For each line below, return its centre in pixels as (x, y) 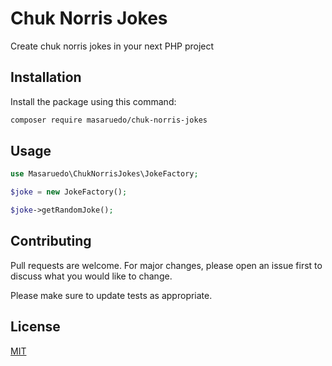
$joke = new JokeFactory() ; (69, 192)
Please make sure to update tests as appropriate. (111, 295)
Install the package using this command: (93, 101)
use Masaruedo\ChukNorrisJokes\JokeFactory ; (104, 174)
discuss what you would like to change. (91, 276)
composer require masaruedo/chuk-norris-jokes (109, 120)
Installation (46, 77)
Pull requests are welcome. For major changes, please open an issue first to (166, 265)
